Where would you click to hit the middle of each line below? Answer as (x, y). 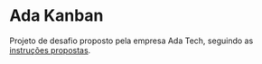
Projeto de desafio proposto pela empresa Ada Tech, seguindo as (131, 41)
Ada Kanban (56, 16)
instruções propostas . (50, 50)
